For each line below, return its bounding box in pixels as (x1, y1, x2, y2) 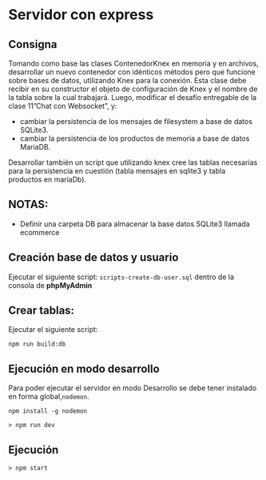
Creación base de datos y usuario (8, 250, 179, 265)
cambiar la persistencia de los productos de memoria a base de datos (19, 134, 250, 143)
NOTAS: (8, 198, 49, 211)
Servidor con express (8, 6, 154, 24)
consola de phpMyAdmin (8, 280, 93, 290)
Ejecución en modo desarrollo (8, 362, 160, 375)
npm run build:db (8, 340, 66, 349)
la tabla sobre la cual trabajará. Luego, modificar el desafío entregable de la (8, 93, 257, 102)
